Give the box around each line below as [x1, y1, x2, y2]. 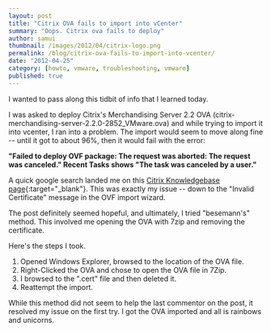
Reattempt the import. [19, 282, 93, 291]
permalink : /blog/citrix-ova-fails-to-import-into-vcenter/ [8, 49, 216, 57]
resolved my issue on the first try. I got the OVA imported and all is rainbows [8, 306, 261, 316]
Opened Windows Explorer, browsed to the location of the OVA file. [19, 256, 244, 266]
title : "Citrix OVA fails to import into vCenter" [8, 19, 183, 27]
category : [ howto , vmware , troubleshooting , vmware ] [8, 65, 190, 73]
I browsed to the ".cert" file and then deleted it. [19, 274, 176, 283]
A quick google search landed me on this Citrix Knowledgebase [8, 175, 220, 185]
